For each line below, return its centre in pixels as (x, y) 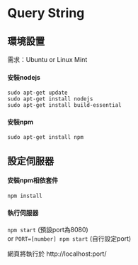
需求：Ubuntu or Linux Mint (47, 59)
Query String (46, 13)
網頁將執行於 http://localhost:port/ (57, 254)
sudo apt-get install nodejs (50, 99)
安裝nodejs (24, 77)
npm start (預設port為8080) (48, 230)
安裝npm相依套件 (33, 180)
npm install (25, 196)
